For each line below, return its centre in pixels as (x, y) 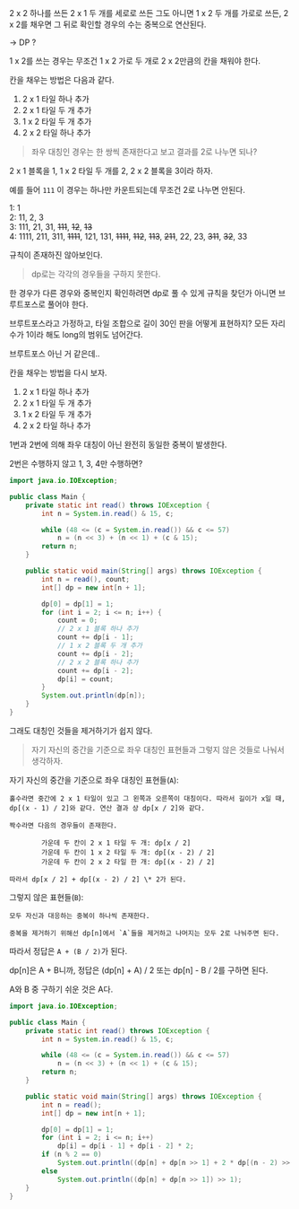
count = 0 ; (77, 621)
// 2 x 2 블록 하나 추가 (98, 662)
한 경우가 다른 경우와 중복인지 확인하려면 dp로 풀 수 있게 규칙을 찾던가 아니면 (143, 293)
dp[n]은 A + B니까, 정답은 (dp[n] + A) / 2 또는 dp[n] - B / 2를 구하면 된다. (139, 970)
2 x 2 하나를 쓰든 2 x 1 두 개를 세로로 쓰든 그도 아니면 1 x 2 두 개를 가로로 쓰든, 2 (149, 13)
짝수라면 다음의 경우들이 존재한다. (64, 825)
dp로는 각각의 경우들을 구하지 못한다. (96, 274)
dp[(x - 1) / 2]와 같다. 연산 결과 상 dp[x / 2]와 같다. (107, 808)
